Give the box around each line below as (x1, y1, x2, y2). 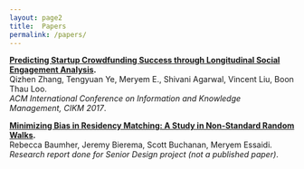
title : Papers (9, 22, 67, 31)
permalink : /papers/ (9, 30, 88, 39)
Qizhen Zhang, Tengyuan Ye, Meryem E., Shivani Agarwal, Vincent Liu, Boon (9, 74, 294, 85)
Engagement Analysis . (9, 64, 97, 75)
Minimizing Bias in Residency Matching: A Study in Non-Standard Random (9, 120, 295, 131)
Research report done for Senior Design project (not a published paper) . (9, 149, 279, 160)
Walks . (9, 130, 36, 141)
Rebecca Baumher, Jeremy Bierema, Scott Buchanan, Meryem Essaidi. (9, 139, 273, 150)
